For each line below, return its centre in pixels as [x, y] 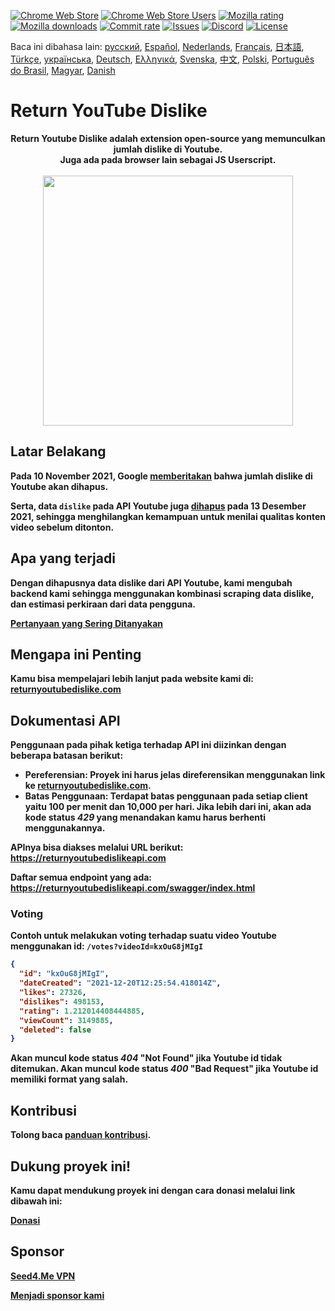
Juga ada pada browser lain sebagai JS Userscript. [168, 159]
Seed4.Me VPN [43, 1276]
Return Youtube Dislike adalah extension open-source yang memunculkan [168, 138]
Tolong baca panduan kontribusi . [81, 1135]
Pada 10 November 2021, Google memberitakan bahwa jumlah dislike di [161, 476]
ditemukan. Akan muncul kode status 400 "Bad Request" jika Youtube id [164, 1069]
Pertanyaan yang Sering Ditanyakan [86, 623]
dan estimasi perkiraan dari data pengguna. [103, 604]
